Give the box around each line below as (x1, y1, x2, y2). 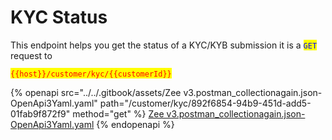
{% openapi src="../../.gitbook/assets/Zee (10, 86, 182, 98)
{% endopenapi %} (96, 118, 175, 130)
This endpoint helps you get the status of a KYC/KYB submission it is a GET (10, 39, 318, 51)
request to (10, 49, 53, 61)
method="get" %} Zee (72, 107, 165, 120)
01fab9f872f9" (10, 107, 71, 120)
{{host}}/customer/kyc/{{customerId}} (10, 69, 172, 79)
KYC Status (10, 6, 108, 29)
